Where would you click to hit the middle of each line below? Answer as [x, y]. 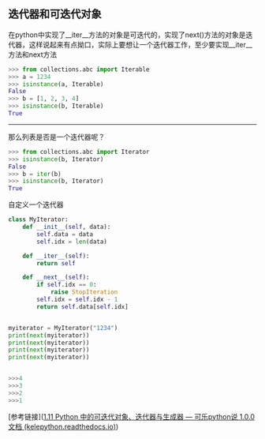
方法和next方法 [33, 54]
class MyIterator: [38, 219]
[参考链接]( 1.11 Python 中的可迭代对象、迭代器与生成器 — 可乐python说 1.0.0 [131, 416]
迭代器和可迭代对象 [55, 14]
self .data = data [65, 234]
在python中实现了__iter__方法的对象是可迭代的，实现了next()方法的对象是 [127, 35]
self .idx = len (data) [72, 242]
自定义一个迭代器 [36, 204]
